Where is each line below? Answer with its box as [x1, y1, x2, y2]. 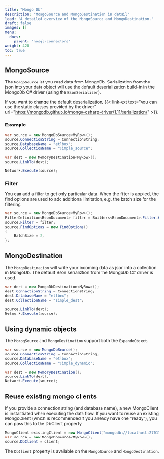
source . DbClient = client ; [5, 439, 60, 444]
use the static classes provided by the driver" [5, 104, 97, 110]
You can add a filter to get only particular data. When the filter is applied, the [5, 191, 159, 197]
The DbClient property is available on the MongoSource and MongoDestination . [5, 448, 159, 454]
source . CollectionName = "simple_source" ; [5, 146, 93, 151]
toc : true [5, 48, 25, 53]
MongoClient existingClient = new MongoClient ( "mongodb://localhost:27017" [5, 430, 163, 435]
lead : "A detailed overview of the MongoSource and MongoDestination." [5, 16, 154, 21]
